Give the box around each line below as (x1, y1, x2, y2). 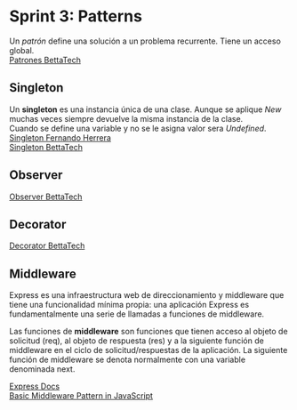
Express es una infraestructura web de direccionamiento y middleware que (9, 290, 285, 301)
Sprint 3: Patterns (9, 6, 142, 27)
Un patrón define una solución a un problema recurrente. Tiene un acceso (9, 36, 282, 46)
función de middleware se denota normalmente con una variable (9, 354, 246, 366)
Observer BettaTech (9, 191, 83, 202)
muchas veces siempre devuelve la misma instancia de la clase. (9, 113, 244, 124)
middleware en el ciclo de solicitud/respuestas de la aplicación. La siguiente (9, 345, 288, 356)
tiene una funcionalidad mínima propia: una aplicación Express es (9, 300, 250, 310)
